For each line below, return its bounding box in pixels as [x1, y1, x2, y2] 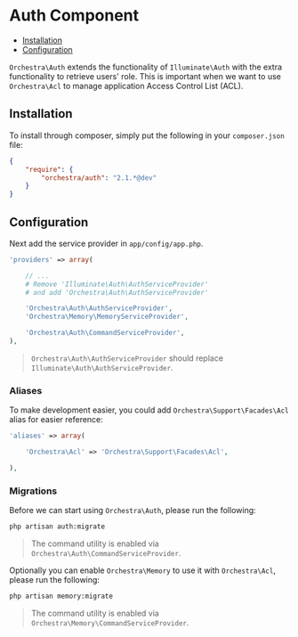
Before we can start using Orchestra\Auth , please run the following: [9, 505, 256, 516]
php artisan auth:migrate [9, 522, 105, 531]
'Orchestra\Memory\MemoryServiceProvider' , [25, 313, 189, 322]
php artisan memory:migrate [9, 592, 114, 601]
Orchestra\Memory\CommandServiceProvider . [30, 617, 189, 628]
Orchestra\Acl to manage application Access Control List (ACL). [9, 80, 244, 91]
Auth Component [9, 5, 140, 26]
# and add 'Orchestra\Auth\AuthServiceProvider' [25, 288, 209, 297]
